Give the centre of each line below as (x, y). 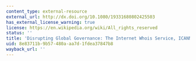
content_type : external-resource (47, 11)
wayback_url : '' (26, 49)
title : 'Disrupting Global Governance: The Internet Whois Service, (91, 38)
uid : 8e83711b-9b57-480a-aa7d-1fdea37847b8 (60, 44)
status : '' (19, 33)
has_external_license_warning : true (50, 22)
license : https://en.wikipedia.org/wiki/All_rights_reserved (82, 28)
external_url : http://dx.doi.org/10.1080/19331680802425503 (81, 17)
